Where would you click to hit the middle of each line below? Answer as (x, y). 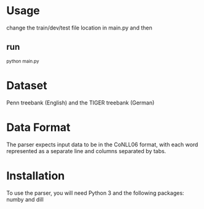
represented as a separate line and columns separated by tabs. (86, 151)
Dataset (27, 85)
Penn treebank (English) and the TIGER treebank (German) (80, 103)
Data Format (38, 127)
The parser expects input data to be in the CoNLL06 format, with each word (102, 144)
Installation (36, 175)
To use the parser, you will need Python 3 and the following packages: (95, 193)
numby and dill (25, 199)
